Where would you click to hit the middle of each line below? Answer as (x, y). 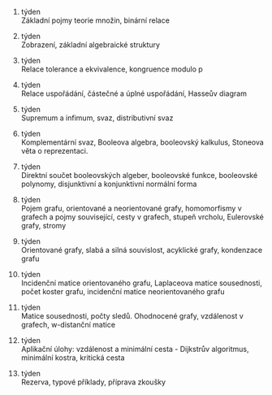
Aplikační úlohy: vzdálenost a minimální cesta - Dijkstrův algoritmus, (135, 349)
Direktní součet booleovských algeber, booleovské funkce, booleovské (139, 175)
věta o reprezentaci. (54, 151)
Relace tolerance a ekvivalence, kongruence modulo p (112, 69)
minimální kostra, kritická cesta (73, 358)
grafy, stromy (43, 226)
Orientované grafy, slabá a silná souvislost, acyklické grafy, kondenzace (142, 250)
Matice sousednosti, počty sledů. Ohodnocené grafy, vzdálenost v (132, 316)
